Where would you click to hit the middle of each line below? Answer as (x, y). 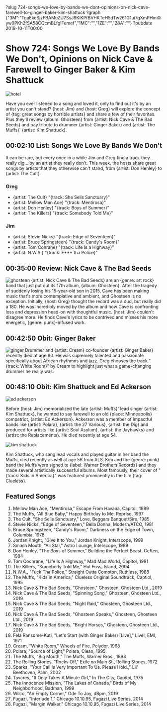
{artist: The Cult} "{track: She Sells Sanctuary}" (61, 197)
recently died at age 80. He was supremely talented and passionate (75, 355)
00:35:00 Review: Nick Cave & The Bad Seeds (79, 268)
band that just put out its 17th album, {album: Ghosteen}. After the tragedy (81, 286)
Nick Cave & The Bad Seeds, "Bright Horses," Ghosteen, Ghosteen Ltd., (86, 624)
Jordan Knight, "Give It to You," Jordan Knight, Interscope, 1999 (78, 540)
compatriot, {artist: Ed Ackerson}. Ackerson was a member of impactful (79, 419)
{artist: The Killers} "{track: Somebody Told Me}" (63, 213)
